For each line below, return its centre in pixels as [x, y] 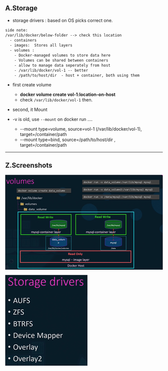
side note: [16, 30]
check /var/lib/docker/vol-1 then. [56, 99]
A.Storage [21, 8]
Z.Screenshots [29, 165]
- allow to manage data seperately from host [62, 65]
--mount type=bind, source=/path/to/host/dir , [68, 140]
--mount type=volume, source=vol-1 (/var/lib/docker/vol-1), [81, 129]
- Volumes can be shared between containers [61, 60]
